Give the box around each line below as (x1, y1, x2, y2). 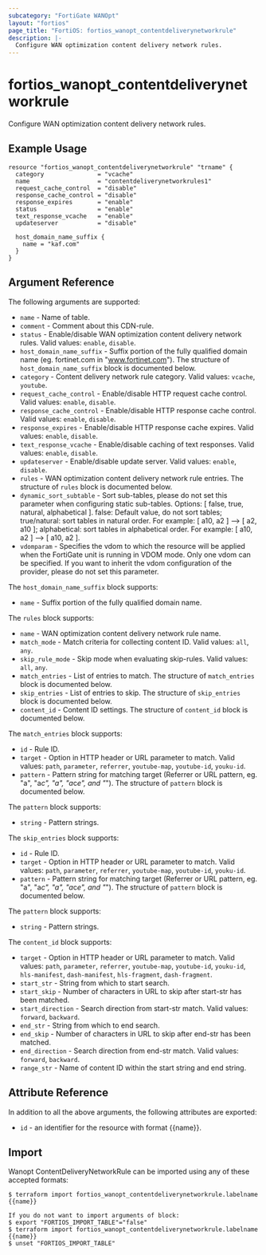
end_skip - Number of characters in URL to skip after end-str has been (19, 1028, 251, 1038)
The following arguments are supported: (8, 297, 141, 306)
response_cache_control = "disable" (15, 191, 137, 199)
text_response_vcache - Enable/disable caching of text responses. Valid (19, 440, 255, 449)
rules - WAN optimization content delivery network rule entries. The (19, 473, 244, 483)
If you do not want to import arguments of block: (8, 1212, 180, 1220)
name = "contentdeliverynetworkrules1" (15, 177, 213, 185)
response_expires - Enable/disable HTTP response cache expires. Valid (19, 422, 254, 432)
